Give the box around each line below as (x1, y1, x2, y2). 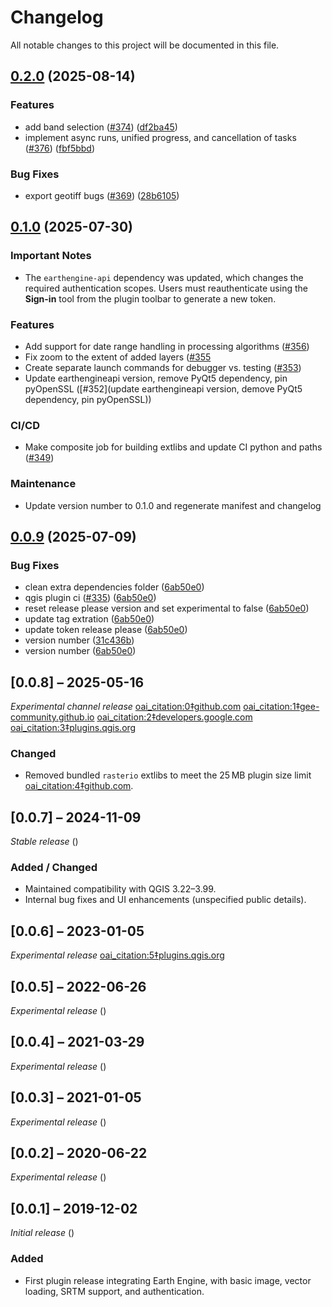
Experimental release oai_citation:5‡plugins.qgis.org (10, 949, 225, 961)
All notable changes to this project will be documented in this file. (10, 39, 280, 51)
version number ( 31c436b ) (24, 634, 135, 646)
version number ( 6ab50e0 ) (24, 645, 137, 657)
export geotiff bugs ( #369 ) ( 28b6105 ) (24, 189, 180, 201)
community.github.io (10, 711, 95, 723)
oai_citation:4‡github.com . (24, 780, 134, 792)
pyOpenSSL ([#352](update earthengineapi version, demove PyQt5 (24, 382, 303, 395)
